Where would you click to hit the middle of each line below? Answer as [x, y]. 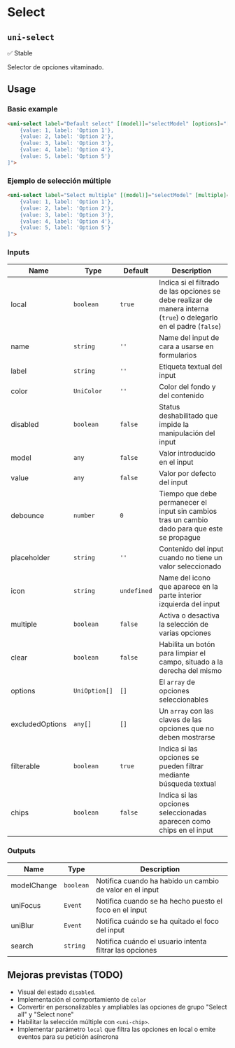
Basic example [33, 109]
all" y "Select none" [45, 1014]
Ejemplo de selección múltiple [59, 181]
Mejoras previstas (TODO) [65, 975]
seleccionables [184, 700]
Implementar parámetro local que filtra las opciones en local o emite [116, 1029]
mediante [175, 775]
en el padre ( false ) [190, 326]
